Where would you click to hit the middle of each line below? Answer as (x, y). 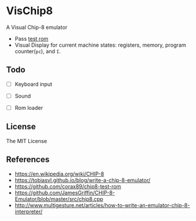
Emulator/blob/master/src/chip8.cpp (59, 199)
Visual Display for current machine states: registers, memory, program (100, 45)
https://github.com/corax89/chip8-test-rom (68, 186)
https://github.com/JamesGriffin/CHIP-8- (65, 193)
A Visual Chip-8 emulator (37, 27)
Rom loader (29, 108)
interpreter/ (28, 212)
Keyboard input (33, 84)
